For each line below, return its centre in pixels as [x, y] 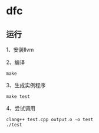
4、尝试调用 [21, 108]
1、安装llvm [20, 50]
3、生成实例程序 [26, 85]
